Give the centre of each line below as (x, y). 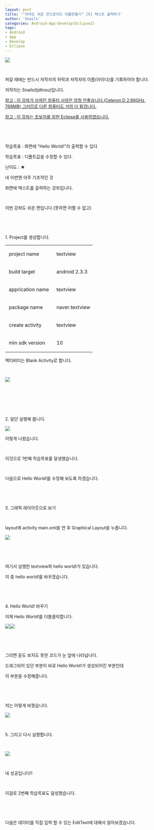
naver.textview (73, 307)
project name (24, 254)
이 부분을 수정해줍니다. (27, 676)
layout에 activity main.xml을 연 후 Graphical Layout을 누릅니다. (66, 528)
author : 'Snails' (23, 19)
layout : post (18, 10)
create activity (25, 325)
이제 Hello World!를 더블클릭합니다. (39, 616)
